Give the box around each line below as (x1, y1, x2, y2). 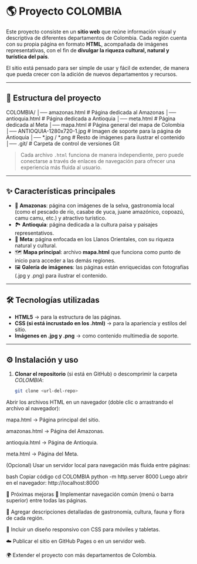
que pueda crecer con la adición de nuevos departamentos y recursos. (6, 70, 178, 77)
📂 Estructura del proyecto (6, 93, 101, 103)
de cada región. (6, 515, 44, 522)
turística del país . (6, 53, 50, 60)
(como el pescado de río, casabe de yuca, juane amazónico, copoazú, (14, 208, 185, 215)
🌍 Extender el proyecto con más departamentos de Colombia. (6, 552, 157, 559)
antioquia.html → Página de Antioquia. (6, 439, 98, 446)
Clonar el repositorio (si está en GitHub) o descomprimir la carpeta (14, 370, 178, 377)
